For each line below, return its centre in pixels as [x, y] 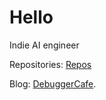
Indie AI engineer [44, 45]
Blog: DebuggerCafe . [53, 83]
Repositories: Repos [50, 64]
